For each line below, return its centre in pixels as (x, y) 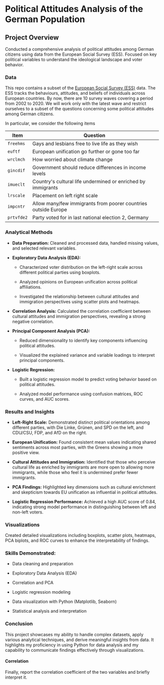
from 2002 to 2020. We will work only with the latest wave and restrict (76, 104)
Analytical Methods (29, 232)
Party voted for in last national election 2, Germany (91, 217)
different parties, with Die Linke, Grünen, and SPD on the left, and (78, 427)
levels (39, 173)
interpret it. (16, 677)
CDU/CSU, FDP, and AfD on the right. (50, 432)
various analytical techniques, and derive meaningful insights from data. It (80, 640)
